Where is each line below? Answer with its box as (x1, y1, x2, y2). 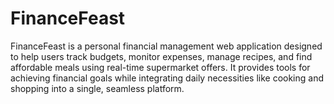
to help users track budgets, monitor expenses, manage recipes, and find (10, 50, 313, 62)
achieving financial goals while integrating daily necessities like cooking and (10, 72, 325, 84)
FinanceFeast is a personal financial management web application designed (10, 40, 323, 52)
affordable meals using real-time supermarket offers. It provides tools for (10, 61, 311, 73)
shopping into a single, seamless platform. (10, 82, 185, 94)
